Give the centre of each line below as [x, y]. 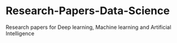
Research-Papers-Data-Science [88, 11]
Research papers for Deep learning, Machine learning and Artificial [88, 27]
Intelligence [20, 33]
